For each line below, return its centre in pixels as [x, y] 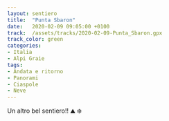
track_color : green [35, 39]
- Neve [17, 91]
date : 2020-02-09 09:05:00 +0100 [59, 26]
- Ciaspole [23, 84]
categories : [24, 46]
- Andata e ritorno [35, 71]
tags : [15, 65]
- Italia [20, 53]
